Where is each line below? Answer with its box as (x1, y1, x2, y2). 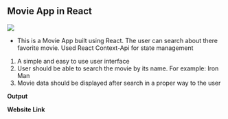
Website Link (7, 105, 45, 114)
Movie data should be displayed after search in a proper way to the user (16, 79, 221, 87)
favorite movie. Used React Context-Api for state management (16, 44, 194, 52)
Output (7, 92, 28, 100)
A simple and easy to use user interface (16, 57, 130, 65)
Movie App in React (7, 5, 93, 17)
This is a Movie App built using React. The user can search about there (16, 36, 218, 44)
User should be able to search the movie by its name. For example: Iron (16, 64, 219, 72)
